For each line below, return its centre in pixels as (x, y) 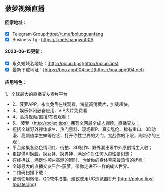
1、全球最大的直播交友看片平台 (36, 94)
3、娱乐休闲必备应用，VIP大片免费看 (50, 111)
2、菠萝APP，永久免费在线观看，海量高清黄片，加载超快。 (72, 104)
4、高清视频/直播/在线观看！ (41, 117)
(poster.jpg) (24, 184)
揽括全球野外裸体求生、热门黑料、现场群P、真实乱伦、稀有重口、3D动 (84, 129)
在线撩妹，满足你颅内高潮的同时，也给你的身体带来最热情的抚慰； (80, 160)
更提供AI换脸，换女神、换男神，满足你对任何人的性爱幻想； (73, 154)
